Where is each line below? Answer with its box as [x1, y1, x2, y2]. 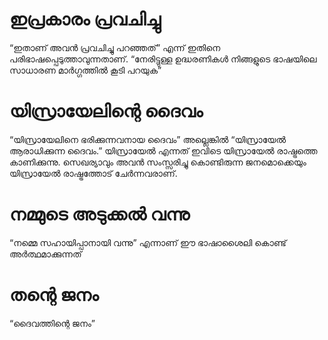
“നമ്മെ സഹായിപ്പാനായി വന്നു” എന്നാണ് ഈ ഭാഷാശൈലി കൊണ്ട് [9, 236, 287, 248]
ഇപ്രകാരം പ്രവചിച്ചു [9, 8, 162, 31]
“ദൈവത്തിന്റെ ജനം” [9, 317, 96, 329]
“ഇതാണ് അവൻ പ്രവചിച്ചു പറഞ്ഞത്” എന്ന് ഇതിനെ [9, 41, 221, 53]
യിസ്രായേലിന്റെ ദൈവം [9, 100, 204, 123]
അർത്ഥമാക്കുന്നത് [9, 248, 82, 260]
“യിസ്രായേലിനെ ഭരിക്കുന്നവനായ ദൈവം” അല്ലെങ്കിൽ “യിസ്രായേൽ [9, 133, 287, 145]
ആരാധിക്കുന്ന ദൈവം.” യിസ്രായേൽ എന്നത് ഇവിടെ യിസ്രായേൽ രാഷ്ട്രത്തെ [9, 144, 318, 157]
